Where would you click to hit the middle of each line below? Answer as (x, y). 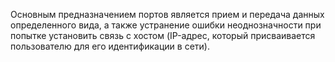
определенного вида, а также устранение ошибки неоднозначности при (166, 25)
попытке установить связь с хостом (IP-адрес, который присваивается (163, 35)
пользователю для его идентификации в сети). (110, 46)
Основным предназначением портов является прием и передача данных (167, 14)
